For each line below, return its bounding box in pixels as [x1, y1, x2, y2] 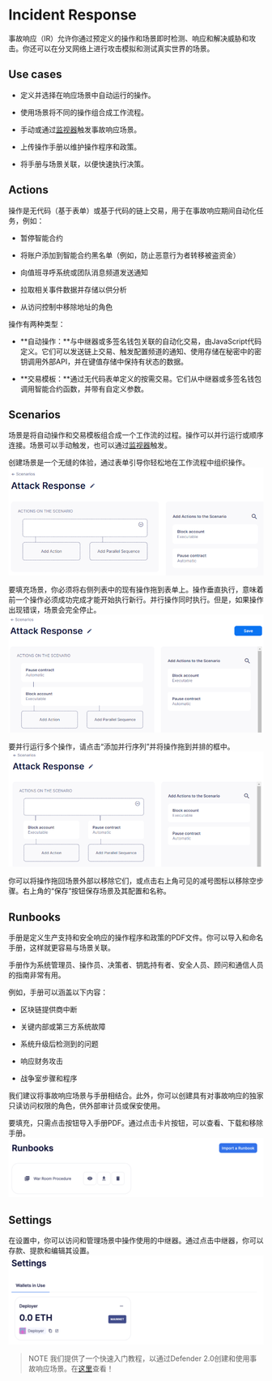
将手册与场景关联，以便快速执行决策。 [19, 159, 148, 169]
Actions [8, 183, 49, 197]
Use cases [8, 67, 62, 82]
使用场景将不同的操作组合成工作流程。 [19, 107, 148, 117]
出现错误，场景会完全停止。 [8, 605, 101, 614]
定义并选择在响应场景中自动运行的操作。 [19, 90, 155, 100]
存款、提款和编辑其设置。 [8, 1246, 94, 1255]
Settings [8, 1213, 53, 1227]
